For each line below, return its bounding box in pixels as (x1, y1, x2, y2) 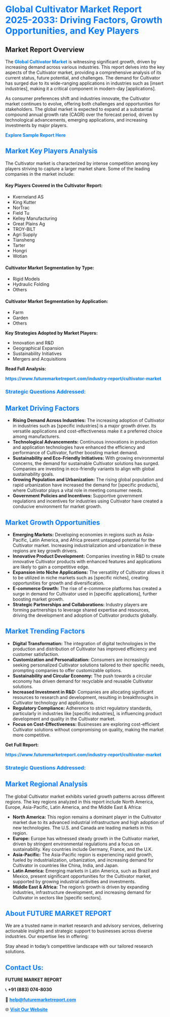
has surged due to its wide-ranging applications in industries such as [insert (5, 80, 164, 86)
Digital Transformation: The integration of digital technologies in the (12, 640, 156, 646)
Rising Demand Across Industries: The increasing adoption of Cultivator (12, 417, 165, 423)
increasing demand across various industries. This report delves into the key (5, 64, 165, 70)
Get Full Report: (5, 741, 39, 748)
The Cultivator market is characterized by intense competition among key (5, 160, 158, 166)
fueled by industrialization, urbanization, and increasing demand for (12, 857, 154, 863)
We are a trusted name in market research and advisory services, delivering (5, 923, 163, 929)
